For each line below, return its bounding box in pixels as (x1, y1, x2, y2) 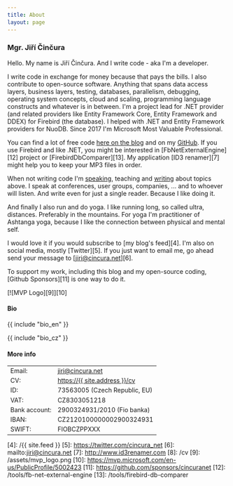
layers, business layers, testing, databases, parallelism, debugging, (7, 87, 201, 96)
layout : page (7, 18, 45, 26)
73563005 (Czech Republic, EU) (57, 386, 153, 395)
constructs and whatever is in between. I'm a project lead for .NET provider (7, 102, 224, 110)
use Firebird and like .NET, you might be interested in (7, 145, 160, 154)
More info (7, 350, 36, 358)
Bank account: (10, 405, 52, 414)
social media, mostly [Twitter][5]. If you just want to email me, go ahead (7, 246, 214, 254)
